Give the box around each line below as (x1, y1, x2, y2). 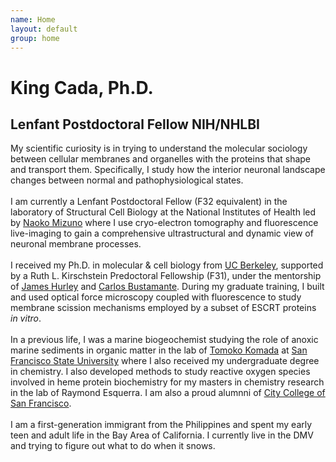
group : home (10, 33, 60, 43)
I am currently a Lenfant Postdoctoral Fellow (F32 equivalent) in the (10, 196, 288, 208)
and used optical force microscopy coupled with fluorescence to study (10, 291, 302, 303)
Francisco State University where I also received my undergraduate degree (10, 355, 320, 367)
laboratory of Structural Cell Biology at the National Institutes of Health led (10, 206, 317, 218)
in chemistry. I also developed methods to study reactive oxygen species (10, 366, 311, 378)
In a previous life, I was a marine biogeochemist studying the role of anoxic (10, 334, 319, 346)
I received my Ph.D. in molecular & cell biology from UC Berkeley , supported (10, 259, 324, 271)
